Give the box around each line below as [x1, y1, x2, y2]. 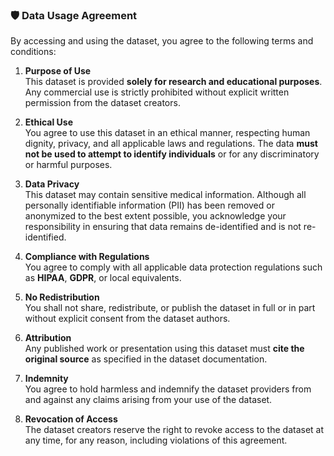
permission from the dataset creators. [24, 97, 181, 109]
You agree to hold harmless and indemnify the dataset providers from [24, 383, 312, 395]
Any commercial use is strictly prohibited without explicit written [24, 86, 290, 98]
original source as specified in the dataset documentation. [24, 353, 268, 365]
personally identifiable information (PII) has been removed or [24, 199, 275, 212]
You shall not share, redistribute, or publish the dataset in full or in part [24, 302, 316, 314]
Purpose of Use [24, 65, 92, 77]
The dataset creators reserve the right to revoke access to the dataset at [24, 424, 325, 436]
